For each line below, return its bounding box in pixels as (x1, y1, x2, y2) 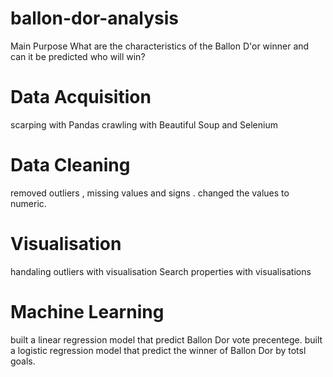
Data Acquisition (10, 86, 152, 109)
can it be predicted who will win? (10, 50, 146, 62)
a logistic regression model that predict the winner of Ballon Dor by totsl (10, 344, 307, 356)
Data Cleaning (10, 154, 131, 177)
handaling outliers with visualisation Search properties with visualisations (10, 265, 312, 277)
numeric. (10, 197, 47, 209)
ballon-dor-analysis (10, 7, 179, 30)
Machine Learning (10, 300, 165, 323)
